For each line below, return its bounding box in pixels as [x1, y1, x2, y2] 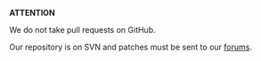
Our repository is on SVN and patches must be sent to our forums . [9, 42, 252, 52]
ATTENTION [9, 8, 55, 18]
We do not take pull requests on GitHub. [9, 25, 156, 34]
